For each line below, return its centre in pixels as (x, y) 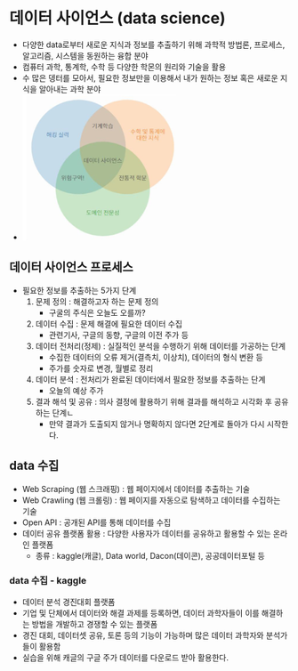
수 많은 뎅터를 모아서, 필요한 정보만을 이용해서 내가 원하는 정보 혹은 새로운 (150, 77)
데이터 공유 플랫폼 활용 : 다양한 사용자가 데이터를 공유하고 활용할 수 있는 (146, 533)
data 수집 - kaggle (48, 581)
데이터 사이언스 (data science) (117, 18)
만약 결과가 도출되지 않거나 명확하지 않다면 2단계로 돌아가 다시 (157, 424)
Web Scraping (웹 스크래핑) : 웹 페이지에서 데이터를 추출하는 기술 (136, 489)
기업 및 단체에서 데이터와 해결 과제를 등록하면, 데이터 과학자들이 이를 (141, 613)
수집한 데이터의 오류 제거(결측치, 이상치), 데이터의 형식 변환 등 (156, 357)
